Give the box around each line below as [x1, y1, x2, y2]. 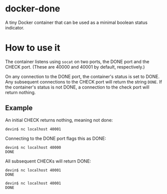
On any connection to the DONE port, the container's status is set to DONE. [5, 73, 160, 80]
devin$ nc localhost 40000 [5, 145, 61, 150]
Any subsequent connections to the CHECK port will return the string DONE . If [5, 79, 162, 85]
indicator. [5, 24, 24, 30]
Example [5, 104, 33, 112]
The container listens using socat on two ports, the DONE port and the [5, 58, 150, 65]
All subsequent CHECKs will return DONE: [5, 158, 91, 164]
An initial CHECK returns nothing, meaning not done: [5, 117, 113, 123]
